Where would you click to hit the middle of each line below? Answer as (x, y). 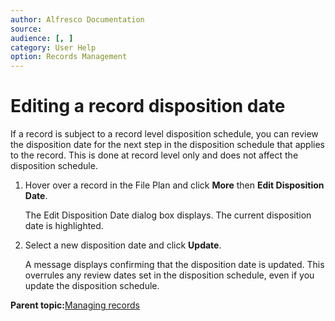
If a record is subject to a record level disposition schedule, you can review (164, 134)
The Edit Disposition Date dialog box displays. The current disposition (168, 215)
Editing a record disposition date (148, 106)
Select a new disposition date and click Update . (123, 245)
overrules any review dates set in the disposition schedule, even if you (169, 275)
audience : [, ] (42, 38)
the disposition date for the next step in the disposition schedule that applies (167, 145)
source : (26, 29)
